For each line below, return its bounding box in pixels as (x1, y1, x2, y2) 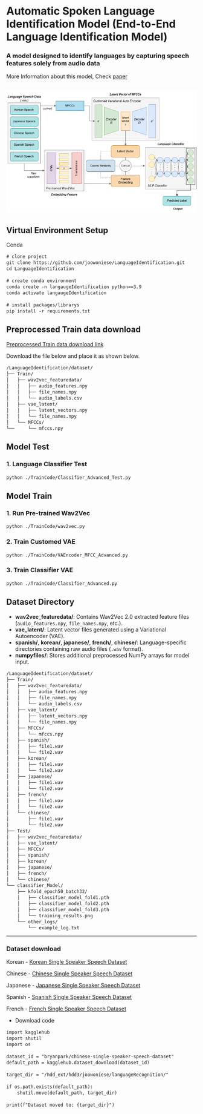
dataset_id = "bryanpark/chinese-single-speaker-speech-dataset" (6, 1053, 174, 1060)
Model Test (6, 442, 50, 452)
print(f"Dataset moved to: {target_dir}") (6, 1102, 115, 1108)
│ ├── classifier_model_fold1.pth (17, 894, 110, 900)
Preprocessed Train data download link (6, 340, 104, 348)
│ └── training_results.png (17, 912, 94, 918)
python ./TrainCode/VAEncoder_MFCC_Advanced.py (6, 552, 129, 558)
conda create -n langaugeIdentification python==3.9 (6, 284, 142, 290)
